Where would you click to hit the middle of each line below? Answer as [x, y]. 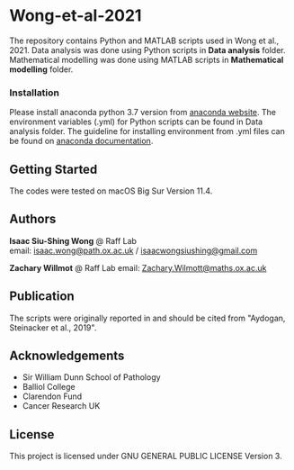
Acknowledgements [67, 356]
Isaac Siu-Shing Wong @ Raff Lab [73, 240]
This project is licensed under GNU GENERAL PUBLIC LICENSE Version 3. [146, 456]
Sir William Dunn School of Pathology [91, 377]
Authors [33, 219]
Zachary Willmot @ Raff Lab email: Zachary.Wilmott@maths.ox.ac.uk [138, 267]
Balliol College [49, 387]
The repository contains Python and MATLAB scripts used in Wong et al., [144, 41]
